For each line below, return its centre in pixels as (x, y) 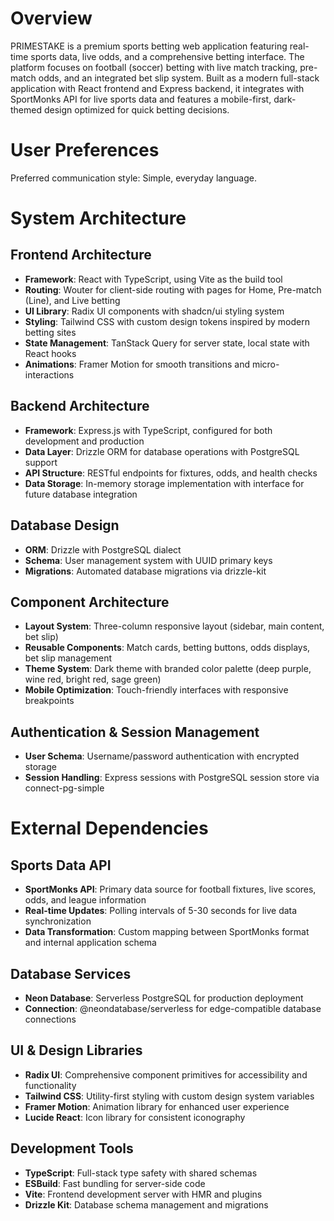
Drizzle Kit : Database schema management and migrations (146, 1204)
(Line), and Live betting (72, 300)
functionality (50, 1085)
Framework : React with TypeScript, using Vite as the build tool (153, 279)
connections (50, 1019)
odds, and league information (85, 900)
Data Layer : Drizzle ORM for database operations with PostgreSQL (162, 451)
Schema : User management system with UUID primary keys (148, 560)
